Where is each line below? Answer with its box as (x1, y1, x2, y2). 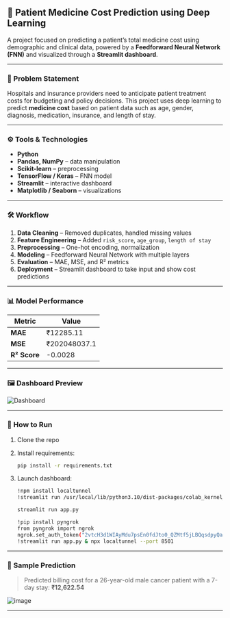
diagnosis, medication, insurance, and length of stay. (7, 111, 156, 120)
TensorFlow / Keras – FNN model (16, 172, 112, 180)
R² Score (10, 350, 40, 359)
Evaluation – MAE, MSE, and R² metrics (16, 257, 129, 266)
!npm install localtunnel (16, 487, 91, 495)
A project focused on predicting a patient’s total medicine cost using (7, 36, 200, 44)
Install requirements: (16, 449, 75, 457)
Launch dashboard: (16, 474, 73, 482)
